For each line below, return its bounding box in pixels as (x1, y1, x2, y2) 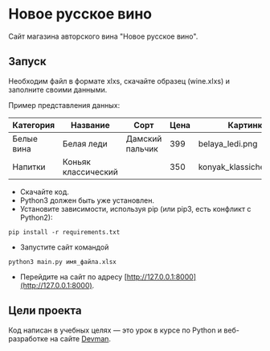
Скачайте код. (19, 187, 70, 196)
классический (63, 166, 118, 177)
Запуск (8, 55, 47, 68)
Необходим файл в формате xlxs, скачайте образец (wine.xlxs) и (8, 76, 231, 85)
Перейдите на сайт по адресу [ (19, 271, 127, 282)
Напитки (12, 161, 46, 172)
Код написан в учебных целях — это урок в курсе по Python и (8, 325, 223, 335)
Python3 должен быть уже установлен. (19, 195, 155, 205)
